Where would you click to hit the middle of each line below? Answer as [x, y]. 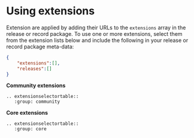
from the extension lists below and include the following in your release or [97, 40]
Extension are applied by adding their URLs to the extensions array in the [96, 27]
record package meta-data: [40, 47]
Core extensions [27, 113]
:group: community [37, 102]
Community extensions [36, 85]
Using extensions [50, 11]
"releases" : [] [34, 69]
